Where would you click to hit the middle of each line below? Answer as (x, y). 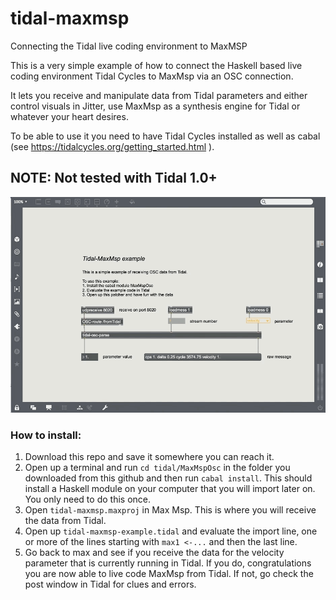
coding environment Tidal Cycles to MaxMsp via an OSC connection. (152, 76)
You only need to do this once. (87, 499)
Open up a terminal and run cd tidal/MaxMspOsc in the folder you (157, 468)
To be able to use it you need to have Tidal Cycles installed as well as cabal (165, 136)
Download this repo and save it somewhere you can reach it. (149, 457)
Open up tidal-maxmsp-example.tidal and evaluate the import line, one (171, 531)
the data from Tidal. (65, 521)
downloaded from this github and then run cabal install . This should (168, 478)
